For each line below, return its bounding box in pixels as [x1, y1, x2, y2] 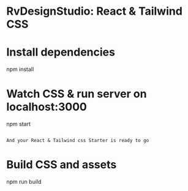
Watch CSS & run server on [6, 87, 147, 101]
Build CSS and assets [6, 158, 117, 172]
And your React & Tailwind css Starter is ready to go [6, 138, 149, 144]
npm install [6, 66, 34, 73]
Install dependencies [6, 45, 115, 59]
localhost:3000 [6, 100, 87, 114]
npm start [6, 121, 31, 128]
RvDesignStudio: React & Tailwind [6, 4, 182, 18]
